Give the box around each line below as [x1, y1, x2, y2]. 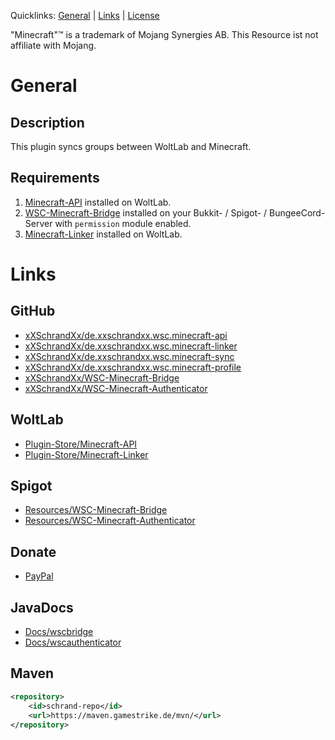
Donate [10, 543, 57, 560]
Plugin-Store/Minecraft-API [24, 438, 138, 450]
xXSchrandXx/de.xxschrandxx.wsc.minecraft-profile [24, 361, 242, 373]
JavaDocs [10, 599, 74, 616]
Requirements [10, 170, 100, 187]
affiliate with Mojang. [10, 40, 97, 51]
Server [24, 217, 53, 229]
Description [10, 114, 85, 131]
